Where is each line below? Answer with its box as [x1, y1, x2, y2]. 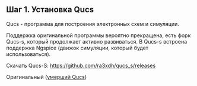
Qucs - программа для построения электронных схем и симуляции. [6, 20, 179, 27]
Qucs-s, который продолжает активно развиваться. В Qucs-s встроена [6, 38, 188, 45]
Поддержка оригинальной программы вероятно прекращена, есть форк [6, 32, 191, 39]
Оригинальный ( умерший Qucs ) [6, 73, 87, 80]
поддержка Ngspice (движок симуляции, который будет [6, 44, 148, 51]
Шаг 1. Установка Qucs [6, 5, 94, 15]
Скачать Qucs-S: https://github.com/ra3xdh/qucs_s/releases [6, 62, 156, 69]
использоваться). [6, 50, 51, 58]
